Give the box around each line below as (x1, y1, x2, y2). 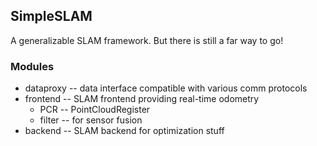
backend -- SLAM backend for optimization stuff (24, 125, 225, 137)
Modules (10, 59, 55, 73)
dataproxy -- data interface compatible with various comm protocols (24, 82, 308, 94)
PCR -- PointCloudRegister (39, 104, 151, 116)
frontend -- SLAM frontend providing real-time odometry (24, 93, 260, 105)
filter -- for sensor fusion (39, 114, 143, 126)
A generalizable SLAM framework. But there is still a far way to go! (10, 34, 284, 46)
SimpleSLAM (10, 8, 93, 25)
